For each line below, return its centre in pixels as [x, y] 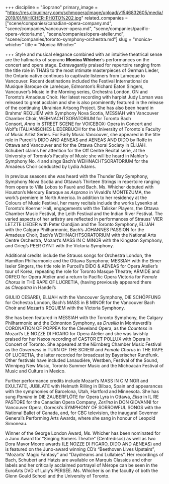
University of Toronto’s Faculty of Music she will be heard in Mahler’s [77, 156]
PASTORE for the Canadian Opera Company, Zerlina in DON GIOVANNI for [82, 402]
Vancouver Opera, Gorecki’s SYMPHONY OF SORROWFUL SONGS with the [83, 407]
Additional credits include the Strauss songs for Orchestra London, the [78, 255]
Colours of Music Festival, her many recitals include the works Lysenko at [81, 203]
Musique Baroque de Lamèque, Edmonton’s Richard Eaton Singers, [75, 86]
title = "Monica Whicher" [51, 44]
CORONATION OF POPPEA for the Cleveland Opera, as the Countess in [79, 328]
